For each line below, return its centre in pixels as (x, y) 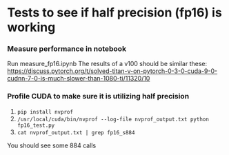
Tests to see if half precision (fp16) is (114, 13)
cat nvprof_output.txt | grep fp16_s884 (76, 132)
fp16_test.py (36, 125)
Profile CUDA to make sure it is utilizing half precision (98, 96)
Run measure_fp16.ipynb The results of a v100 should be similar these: (107, 64)
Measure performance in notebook (67, 49)
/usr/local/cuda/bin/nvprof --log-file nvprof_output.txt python (113, 119)
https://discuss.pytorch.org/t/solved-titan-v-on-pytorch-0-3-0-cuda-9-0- (112, 71)
